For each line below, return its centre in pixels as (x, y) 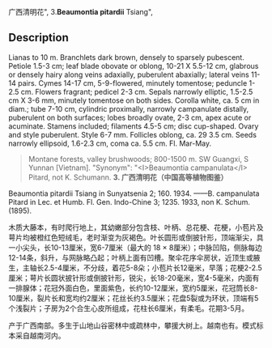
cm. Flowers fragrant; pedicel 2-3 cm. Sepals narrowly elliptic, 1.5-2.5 (137, 91)
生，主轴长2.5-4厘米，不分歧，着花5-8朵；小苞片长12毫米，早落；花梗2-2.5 (135, 267)
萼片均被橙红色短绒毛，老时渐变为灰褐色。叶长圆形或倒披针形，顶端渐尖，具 (136, 237)
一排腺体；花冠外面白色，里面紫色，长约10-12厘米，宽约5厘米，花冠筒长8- (133, 288)
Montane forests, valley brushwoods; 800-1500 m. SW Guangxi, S (138, 159)
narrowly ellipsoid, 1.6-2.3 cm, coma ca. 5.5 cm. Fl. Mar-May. (110, 143)
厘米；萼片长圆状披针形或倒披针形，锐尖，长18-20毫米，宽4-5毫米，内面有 (134, 278)
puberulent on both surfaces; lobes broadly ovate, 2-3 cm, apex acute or (130, 117)
